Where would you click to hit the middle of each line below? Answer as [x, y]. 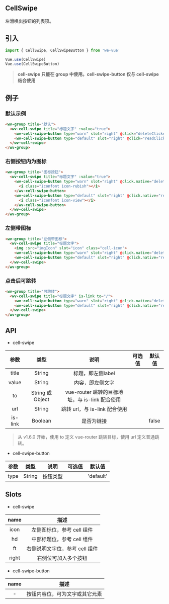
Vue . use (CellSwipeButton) [32, 64]
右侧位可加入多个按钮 [62, 558]
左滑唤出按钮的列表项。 [29, 21]
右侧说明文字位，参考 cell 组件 [62, 549]
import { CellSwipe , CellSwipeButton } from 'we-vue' [63, 50]
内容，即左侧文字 [94, 383]
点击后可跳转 [21, 281]
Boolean [41, 421]
